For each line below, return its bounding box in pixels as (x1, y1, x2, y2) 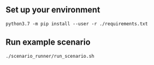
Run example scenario (5, 37, 91, 48)
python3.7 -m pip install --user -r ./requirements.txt (5, 20, 148, 26)
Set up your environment (5, 5, 100, 15)
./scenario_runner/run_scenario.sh (5, 53, 95, 59)
